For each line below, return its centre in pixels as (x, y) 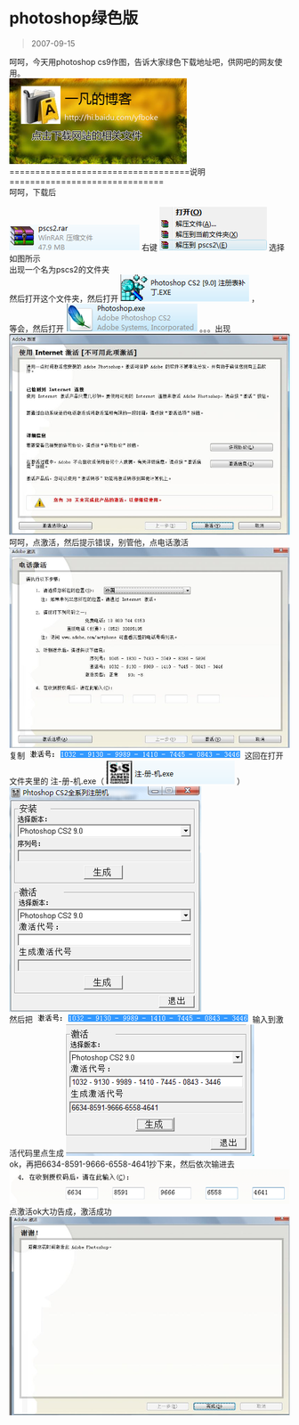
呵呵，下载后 (32, 191)
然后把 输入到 (142, 1020)
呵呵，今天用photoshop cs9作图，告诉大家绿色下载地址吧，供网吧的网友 (142, 61)
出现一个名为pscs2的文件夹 (59, 269)
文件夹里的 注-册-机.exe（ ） (127, 781)
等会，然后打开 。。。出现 (120, 328)
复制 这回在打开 (146, 756)
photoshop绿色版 (74, 18)
